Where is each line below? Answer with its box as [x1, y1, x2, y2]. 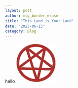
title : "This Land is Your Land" [5, 18, 74, 23]
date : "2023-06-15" [5, 24, 45, 29]
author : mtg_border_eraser [5, 13, 61, 18]
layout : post [5, 8, 32, 13]
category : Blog [5, 29, 37, 34]
